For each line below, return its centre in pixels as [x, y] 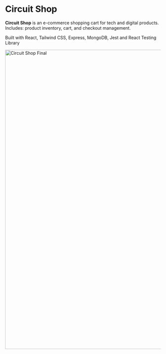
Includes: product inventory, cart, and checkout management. [68, 28]
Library [12, 42]
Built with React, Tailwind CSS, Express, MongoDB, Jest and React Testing [81, 38]
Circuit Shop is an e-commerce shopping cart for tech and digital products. [82, 23]
